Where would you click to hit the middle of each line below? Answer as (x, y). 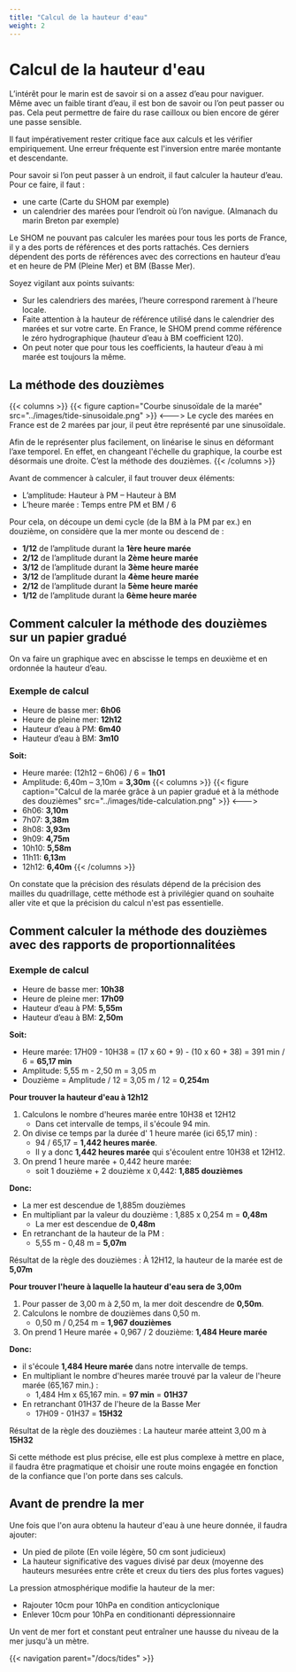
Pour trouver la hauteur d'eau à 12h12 (79, 1097)
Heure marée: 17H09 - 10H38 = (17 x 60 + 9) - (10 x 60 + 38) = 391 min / (153, 1052)
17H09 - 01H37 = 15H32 (79, 1413)
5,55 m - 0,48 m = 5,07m (81, 1243)
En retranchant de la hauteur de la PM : (93, 1233)
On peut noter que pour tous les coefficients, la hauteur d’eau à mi (142, 347)
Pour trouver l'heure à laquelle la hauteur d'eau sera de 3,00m (125, 1287)
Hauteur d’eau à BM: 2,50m (72, 1018)
